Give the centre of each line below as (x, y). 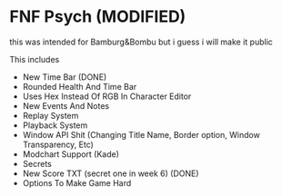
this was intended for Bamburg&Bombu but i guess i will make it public (141, 42)
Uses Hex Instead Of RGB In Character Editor (107, 96)
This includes (35, 59)
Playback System (55, 125)
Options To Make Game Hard (77, 182)
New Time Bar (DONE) (65, 77)
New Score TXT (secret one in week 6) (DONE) (111, 173)
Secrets (37, 163)
